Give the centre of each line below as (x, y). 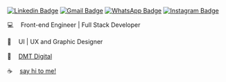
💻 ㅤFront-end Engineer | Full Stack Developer (74, 25)
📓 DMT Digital (30, 56)
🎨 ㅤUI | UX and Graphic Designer (55, 42)
